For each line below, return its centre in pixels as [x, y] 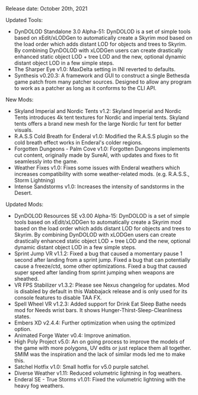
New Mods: [20, 99]
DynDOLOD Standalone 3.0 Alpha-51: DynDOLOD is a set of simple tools [102, 31]
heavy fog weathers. [39, 386]
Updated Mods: [25, 204]
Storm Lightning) [35, 180]
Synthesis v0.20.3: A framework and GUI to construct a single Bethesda [102, 76]
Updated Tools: [24, 20]
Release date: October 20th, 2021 [47, 9]
